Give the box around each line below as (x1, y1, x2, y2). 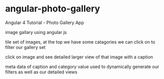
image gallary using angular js (5, 29, 67, 35)
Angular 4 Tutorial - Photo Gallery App (5, 19, 84, 25)
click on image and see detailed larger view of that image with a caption (5, 53, 153, 60)
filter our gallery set (5, 44, 46, 50)
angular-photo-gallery (5, 3, 100, 14)
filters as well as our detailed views (5, 68, 77, 75)
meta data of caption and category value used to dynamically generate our (5, 63, 159, 69)
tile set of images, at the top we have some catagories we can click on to (5, 38, 155, 45)
